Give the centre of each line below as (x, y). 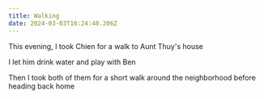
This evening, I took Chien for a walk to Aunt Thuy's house (106, 46)
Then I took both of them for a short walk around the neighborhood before (132, 77)
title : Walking (34, 16)
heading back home (42, 86)
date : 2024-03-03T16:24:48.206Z (63, 23)
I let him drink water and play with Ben (72, 62)
